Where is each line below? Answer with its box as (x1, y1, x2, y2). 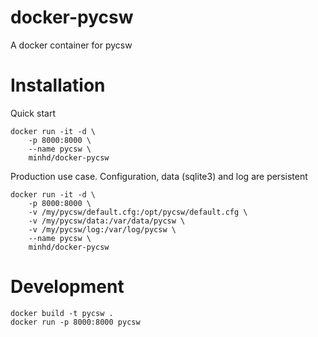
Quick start (10, 107, 56, 119)
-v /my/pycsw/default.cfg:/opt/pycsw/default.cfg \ (28, 207, 248, 217)
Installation (10, 74, 106, 97)
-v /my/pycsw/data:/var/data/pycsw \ (28, 216, 186, 226)
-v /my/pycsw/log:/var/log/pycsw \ (28, 224, 177, 235)
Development (10, 276, 125, 298)
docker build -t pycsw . (10, 308, 114, 318)
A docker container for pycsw (10, 39, 133, 51)
